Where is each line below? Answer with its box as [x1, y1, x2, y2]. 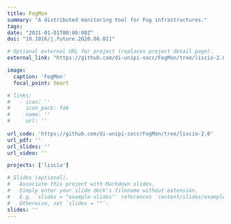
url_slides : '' [7, 143, 51, 150]
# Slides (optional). [7, 175, 69, 181]
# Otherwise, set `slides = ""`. [7, 200, 109, 207]
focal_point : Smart [13, 80, 69, 87]
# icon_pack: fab [7, 104, 69, 112]
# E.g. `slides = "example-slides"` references [7, 193, 153, 200]
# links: [7, 92, 32, 99]
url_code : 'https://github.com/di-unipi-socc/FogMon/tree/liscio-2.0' [7, 130, 214, 137]
